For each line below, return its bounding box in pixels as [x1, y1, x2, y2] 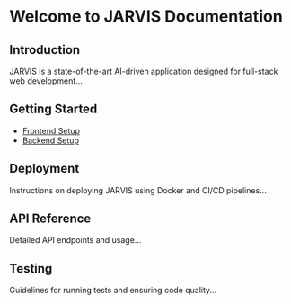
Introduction [9, 42, 81, 58]
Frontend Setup [22, 125, 81, 136]
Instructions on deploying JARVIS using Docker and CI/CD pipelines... [9, 184, 267, 195]
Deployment [9, 161, 80, 176]
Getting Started [9, 102, 98, 117]
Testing [9, 261, 53, 276]
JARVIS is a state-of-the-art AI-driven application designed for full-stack [9, 66, 278, 76]
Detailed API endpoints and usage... [9, 235, 142, 246]
